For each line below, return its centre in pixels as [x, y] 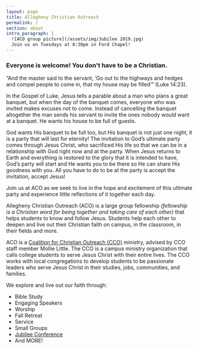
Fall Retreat [28, 316]
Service [24, 322]
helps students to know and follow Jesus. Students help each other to [91, 218]
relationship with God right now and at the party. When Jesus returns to [93, 151]
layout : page [22, 12]
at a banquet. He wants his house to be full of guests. [71, 121]
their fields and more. [32, 231]
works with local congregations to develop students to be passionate [90, 261]
